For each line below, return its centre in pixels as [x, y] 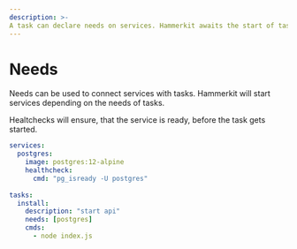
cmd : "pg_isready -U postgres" [90, 178]
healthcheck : [49, 170]
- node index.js [62, 236]
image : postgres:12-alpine [75, 162]
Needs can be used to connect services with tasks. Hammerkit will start [140, 94]
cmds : [35, 228]
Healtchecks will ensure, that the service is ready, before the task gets [137, 120]
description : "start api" [73, 211]
